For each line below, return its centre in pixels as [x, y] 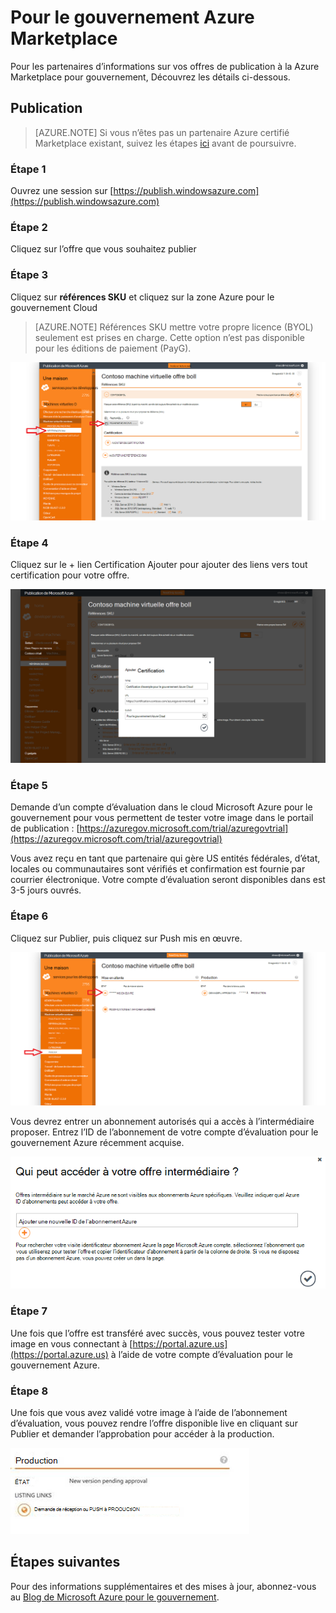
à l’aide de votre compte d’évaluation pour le [201, 1354]
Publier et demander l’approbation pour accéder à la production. [142, 1433]
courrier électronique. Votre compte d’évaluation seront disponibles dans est [168, 880]
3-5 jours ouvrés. [46, 890]
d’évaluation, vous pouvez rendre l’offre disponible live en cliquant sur [154, 1423]
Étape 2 [29, 227]
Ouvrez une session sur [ [62, 191]
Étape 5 [29, 785]
